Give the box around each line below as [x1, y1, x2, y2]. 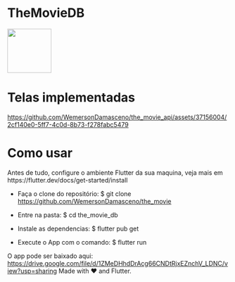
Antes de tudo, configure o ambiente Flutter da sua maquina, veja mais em [7, 168, 223, 177]
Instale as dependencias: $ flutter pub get [17, 224, 139, 233]
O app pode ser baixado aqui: [7, 252, 94, 260]
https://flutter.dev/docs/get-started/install [7, 176, 128, 184]
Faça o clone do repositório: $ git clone [17, 189, 132, 198]
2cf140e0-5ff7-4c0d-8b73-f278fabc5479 [7, 120, 129, 128]
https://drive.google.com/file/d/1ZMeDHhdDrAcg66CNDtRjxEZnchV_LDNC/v [7, 259, 229, 267]
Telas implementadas [7, 90, 136, 106]
